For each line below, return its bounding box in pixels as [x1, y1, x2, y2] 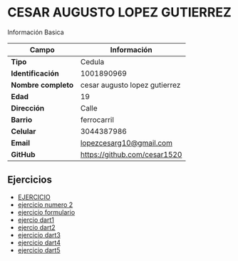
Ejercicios [7, 174, 52, 186]
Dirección [11, 103, 45, 113]
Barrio [11, 115, 33, 125]
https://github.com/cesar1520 [80, 149, 182, 159]
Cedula [80, 56, 105, 66]
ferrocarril [80, 115, 114, 125]
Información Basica [7, 28, 64, 36]
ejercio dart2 [17, 222, 56, 232]
